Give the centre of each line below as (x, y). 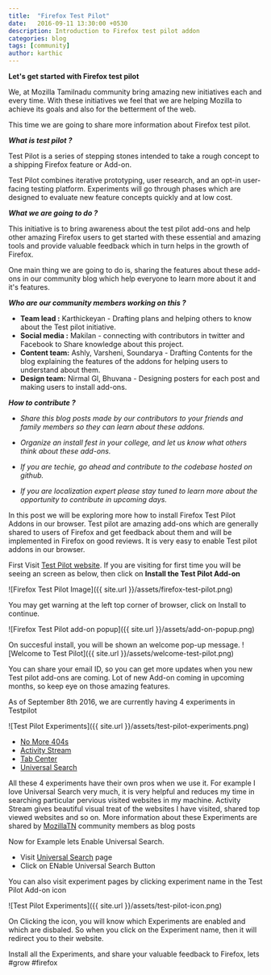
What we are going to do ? (53, 213)
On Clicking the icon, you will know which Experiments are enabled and (127, 921)
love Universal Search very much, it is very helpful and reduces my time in (132, 791)
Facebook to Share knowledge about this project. (102, 344)
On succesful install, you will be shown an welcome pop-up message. (124, 645)
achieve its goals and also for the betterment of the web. (102, 109)
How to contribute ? (42, 403)
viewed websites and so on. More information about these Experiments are (133, 817)
